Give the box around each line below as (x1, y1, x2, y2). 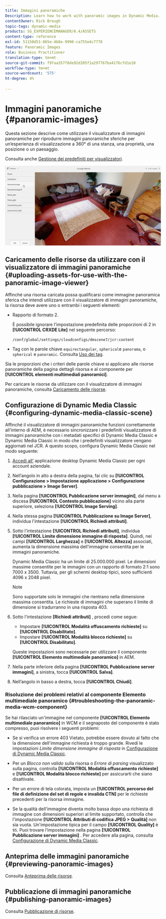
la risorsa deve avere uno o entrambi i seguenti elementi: (5, 302, 121, 308)
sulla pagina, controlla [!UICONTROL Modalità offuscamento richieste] (12, 766, 159, 772)
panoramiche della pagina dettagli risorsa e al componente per (5, 366, 133, 372)
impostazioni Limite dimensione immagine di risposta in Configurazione (12, 745, 158, 752)
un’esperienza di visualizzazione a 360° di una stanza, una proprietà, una (5, 141, 154, 146)
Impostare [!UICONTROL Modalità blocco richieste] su (19, 634, 132, 640)
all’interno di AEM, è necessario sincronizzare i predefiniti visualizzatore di (5, 427, 157, 433)
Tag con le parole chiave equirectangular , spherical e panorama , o (12, 346, 146, 352)
